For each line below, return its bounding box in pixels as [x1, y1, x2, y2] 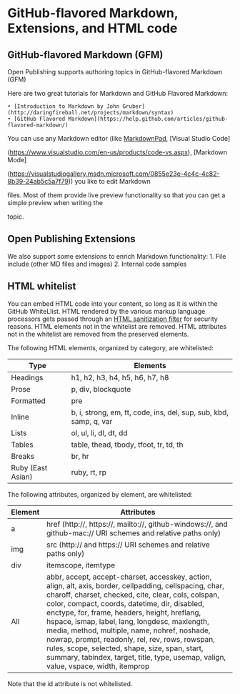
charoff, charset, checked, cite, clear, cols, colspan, [46, 590, 220, 600]
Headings [11, 372, 44, 382]
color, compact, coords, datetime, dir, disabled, [46, 598, 205, 608]
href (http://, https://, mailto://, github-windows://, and [46, 519, 229, 529]
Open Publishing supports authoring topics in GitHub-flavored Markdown [7, 68, 223, 76]
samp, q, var [71, 416, 113, 426]
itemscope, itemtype [46, 560, 116, 570]
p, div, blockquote [71, 384, 131, 394]
